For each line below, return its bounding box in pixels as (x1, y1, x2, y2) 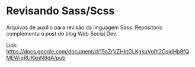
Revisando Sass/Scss (6, 4, 115, 18)
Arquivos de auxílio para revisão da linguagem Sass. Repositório (6, 24, 163, 31)
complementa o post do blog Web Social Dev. (6, 30, 117, 37)
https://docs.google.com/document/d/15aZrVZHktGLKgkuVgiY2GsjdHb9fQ (6, 47, 190, 55)
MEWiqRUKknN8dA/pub (6, 54, 66, 61)
